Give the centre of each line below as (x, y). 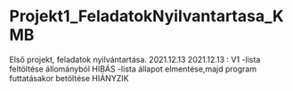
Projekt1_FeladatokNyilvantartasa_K (146, 16)
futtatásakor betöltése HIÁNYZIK (69, 78)
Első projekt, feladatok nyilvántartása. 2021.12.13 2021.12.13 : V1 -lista (135, 59)
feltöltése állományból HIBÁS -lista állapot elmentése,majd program (133, 69)
